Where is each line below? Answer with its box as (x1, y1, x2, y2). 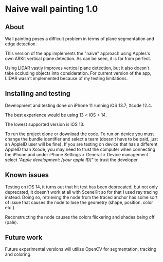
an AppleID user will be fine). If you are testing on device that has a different (5, 141, 158, 147)
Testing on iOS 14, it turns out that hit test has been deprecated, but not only (5, 184, 158, 190)
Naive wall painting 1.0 (5, 3, 98, 15)
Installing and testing (5, 89, 71, 98)
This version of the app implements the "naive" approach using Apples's (5, 50, 150, 56)
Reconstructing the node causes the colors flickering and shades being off (5, 214, 155, 220)
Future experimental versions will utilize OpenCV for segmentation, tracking (5, 246, 157, 252)
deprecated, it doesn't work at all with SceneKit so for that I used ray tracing (5, 189, 158, 195)
